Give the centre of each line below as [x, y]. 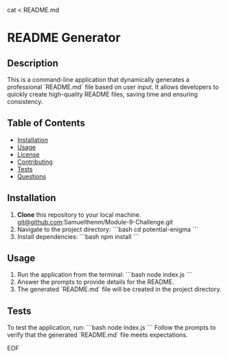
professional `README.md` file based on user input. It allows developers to [113, 87]
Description [33, 63]
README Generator [64, 38]
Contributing [35, 162]
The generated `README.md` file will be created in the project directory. [119, 289]
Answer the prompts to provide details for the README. [95, 282]
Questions [32, 176]
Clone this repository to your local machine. [79, 214]
